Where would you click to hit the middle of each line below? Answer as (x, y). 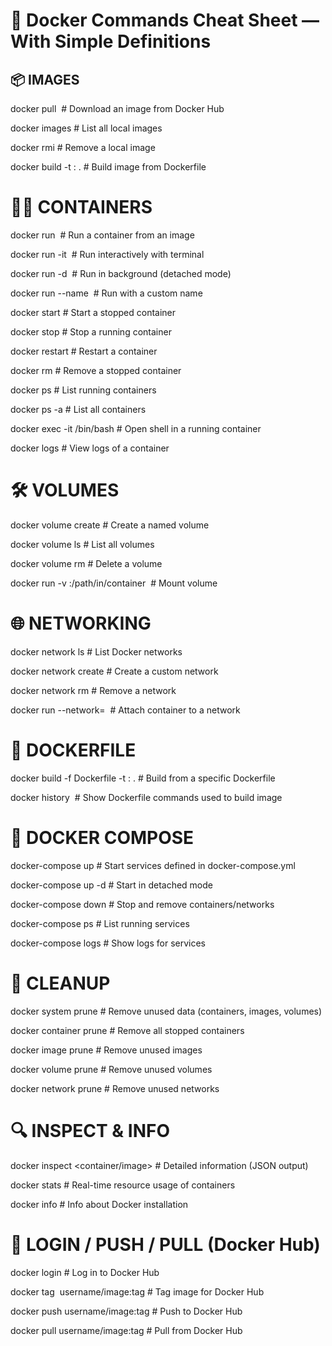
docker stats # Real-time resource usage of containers (123, 1185)
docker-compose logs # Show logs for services (108, 943)
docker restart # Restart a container (84, 351)
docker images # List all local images (86, 128)
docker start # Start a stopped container (93, 312)
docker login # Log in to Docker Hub (85, 1272)
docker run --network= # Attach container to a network (125, 710)
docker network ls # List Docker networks (96, 651)
